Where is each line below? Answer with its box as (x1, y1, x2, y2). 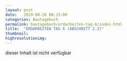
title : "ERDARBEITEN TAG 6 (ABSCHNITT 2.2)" (5, 26, 104, 32)
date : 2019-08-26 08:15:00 (5, 12, 68, 17)
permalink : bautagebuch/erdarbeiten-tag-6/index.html (5, 21, 123, 27)
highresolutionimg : (5, 36, 47, 41)
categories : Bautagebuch (5, 17, 58, 22)
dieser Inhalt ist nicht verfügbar (5, 49, 72, 56)
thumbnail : (5, 31, 29, 36)
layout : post (5, 7, 33, 13)
